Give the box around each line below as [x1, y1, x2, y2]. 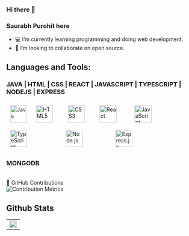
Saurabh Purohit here [6, 21, 70, 30]
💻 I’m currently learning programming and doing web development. [14, 36, 184, 43]
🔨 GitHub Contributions [6, 179, 64, 187]
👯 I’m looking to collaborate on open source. [14, 45, 125, 52]
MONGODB [6, 159, 40, 167]
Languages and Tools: [6, 62, 91, 72]
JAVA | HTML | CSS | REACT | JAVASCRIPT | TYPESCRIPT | [6, 80, 182, 88]
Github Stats [6, 203, 54, 213]
